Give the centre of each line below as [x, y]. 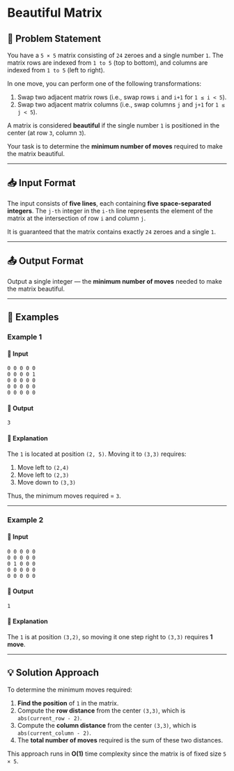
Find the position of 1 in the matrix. [68, 703]
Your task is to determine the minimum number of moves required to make [115, 146]
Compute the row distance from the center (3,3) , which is [101, 710]
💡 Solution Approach [53, 673]
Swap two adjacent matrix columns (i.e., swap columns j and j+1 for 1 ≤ [121, 105]
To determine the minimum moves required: [70, 689]
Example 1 [25, 337]
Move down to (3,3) [47, 482]
